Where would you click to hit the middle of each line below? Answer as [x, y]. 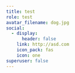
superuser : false [27, 61]
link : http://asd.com [43, 45]
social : [16, 28]
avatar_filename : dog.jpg [37, 22]
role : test [19, 17]
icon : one [29, 55]
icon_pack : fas [35, 50]
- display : [25, 34]
